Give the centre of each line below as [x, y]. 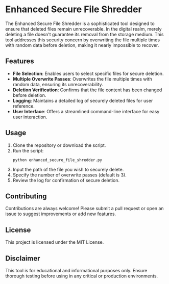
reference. [23, 106]
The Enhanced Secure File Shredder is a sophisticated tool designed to [80, 23]
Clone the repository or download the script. [59, 145]
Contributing [26, 196]
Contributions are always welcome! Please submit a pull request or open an [85, 209]
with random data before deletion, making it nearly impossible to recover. [82, 45]
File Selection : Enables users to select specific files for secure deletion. [88, 73]
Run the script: [28, 150]
